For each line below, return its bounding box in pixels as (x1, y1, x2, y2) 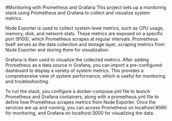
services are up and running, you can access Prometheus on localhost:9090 (5, 105, 167, 110)
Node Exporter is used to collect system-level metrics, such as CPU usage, (5, 25, 164, 31)
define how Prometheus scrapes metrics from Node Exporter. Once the (5, 99, 156, 105)
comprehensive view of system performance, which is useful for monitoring (5, 73, 166, 79)
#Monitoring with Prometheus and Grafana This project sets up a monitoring (5, 5, 167, 10)
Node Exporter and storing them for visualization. (5, 47, 109, 53)
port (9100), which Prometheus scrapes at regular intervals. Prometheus (5, 36, 158, 42)
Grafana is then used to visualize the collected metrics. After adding (5, 57, 149, 63)
